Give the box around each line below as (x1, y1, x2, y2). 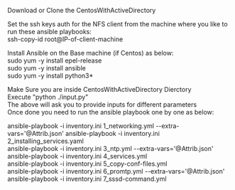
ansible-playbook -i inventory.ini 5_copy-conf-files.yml (7, 159, 168, 168)
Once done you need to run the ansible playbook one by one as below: (7, 108, 214, 116)
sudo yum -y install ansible (7, 64, 87, 72)
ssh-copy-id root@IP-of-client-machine (7, 35, 124, 43)
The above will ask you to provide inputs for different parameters (7, 100, 197, 109)
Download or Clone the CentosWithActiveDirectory (7, 6, 156, 14)
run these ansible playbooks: (7, 28, 92, 36)
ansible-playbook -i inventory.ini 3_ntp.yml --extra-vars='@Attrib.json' (7, 144, 214, 152)
